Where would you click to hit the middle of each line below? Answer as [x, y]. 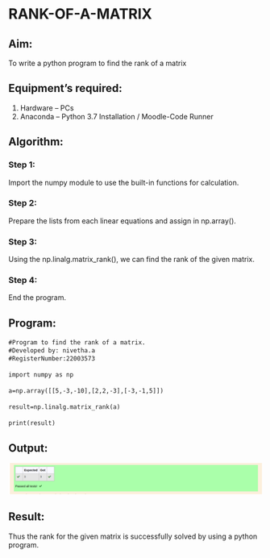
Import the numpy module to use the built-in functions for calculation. [124, 182]
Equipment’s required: [65, 88]
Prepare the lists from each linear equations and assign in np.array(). [122, 221]
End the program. [37, 298]
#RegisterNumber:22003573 [52, 359]
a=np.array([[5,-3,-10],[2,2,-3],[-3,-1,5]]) [86, 391]
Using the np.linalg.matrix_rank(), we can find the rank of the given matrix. [132, 260]
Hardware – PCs [47, 108]
